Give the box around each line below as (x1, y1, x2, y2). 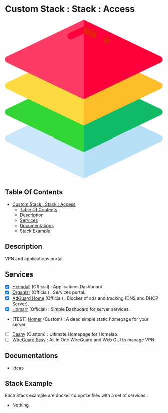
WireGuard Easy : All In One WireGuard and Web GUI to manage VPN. (12, 337, 156, 343)
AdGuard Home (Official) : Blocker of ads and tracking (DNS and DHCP (12, 295, 159, 301)
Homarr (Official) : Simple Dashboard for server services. (12, 306, 130, 312)
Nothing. (12, 402, 30, 408)
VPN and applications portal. (5, 255, 64, 261)
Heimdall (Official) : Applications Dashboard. (12, 284, 104, 290)
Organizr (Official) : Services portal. (12, 289, 86, 295)
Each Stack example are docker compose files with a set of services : (5, 392, 148, 399)
